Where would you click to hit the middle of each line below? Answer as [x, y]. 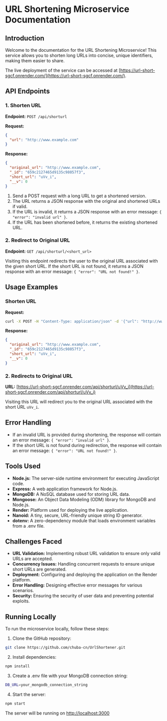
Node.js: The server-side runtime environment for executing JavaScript [86, 478]
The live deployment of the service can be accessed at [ [63, 70]
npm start [15, 704]
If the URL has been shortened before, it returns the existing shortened [85, 222]
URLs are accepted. [33, 559]
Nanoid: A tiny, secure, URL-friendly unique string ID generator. [78, 515]
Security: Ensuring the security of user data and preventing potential [83, 596]
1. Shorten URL [23, 106]
